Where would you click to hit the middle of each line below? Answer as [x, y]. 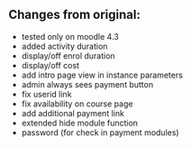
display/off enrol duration [68, 55]
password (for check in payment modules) [100, 132]
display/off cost [50, 65]
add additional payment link [73, 113]
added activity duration [64, 46]
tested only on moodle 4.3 [70, 36]
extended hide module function [80, 123]
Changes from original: [74, 15]
